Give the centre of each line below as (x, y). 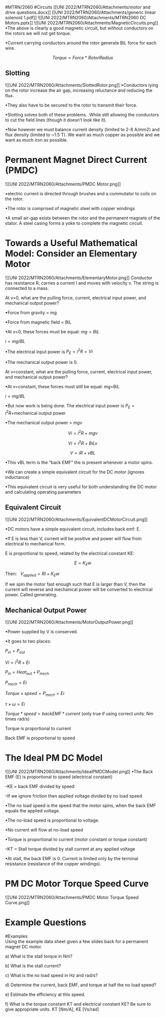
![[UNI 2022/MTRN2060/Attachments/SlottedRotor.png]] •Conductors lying (82, 85)
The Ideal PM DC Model (54, 758)
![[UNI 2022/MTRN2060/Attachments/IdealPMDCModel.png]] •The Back (79, 771)
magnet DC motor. (24, 946)
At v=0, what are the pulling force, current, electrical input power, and (76, 297)
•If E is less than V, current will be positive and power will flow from (73, 538)
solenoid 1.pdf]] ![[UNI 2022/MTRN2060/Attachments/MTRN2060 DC (76, 18)
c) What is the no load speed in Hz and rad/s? (51, 975)
